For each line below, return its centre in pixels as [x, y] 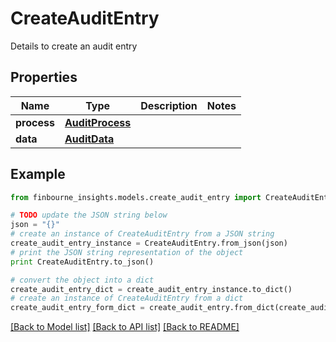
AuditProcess [98, 122]
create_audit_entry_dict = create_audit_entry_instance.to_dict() [151, 289]
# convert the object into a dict [82, 280]
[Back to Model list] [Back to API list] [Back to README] [125, 327]
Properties [44, 77]
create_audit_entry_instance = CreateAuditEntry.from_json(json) [149, 243]
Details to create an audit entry [74, 46]
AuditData [89, 139]
